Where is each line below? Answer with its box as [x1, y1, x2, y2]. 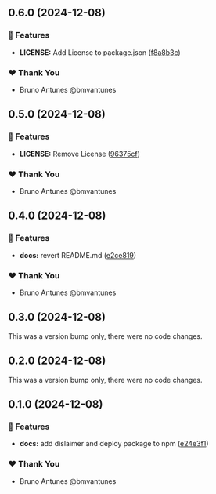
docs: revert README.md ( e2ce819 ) [19, 250, 137, 260]
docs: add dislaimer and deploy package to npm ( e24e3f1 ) [19, 439, 209, 449]
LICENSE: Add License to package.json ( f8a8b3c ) [19, 47, 182, 57]
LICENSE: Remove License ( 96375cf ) [19, 149, 141, 158]
